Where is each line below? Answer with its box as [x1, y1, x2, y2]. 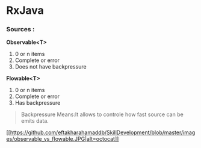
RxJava [6, 4, 44, 17]
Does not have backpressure [14, 63, 87, 70]
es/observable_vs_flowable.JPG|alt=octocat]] [6, 135, 119, 143]
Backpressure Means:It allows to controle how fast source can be [20, 111, 184, 118]
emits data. [20, 117, 49, 125]
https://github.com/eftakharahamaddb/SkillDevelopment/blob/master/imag [10, 129, 196, 136]
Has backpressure [14, 99, 61, 106]
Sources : [6, 25, 35, 34]
